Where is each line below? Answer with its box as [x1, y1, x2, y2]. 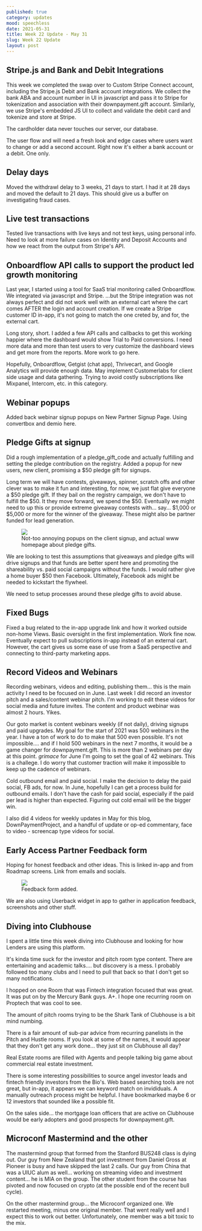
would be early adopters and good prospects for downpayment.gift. [6, 1116, 175, 1123]
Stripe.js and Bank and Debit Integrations [6, 65, 164, 76]
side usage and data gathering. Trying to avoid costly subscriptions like [6, 374, 184, 381]
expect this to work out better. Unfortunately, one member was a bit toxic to [6, 1212, 194, 1220]
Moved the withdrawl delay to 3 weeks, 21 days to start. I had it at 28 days [6, 183, 191, 191]
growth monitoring [6, 269, 78, 280]
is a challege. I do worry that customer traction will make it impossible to [6, 759, 186, 767]
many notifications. [6, 975, 54, 982]
